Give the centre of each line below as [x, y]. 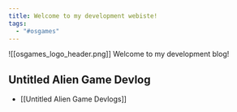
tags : [17, 24]
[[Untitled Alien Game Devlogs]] [73, 99]
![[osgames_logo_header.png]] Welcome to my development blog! [119, 54]
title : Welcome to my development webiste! [83, 16]
